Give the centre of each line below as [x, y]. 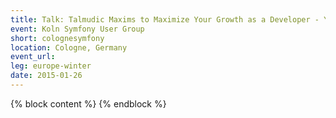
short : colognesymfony [57, 38]
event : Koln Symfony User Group [77, 29]
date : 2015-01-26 [46, 76]
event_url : [33, 57]
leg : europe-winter [51, 66]
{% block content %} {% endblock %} [88, 103]
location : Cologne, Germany [69, 47]
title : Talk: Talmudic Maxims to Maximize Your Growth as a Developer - [165, 19]
